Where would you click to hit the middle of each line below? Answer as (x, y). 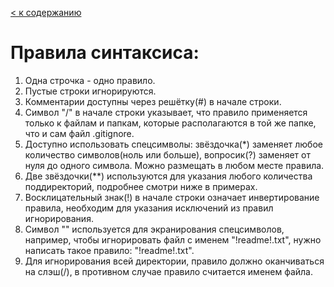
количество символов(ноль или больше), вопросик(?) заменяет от (167, 154)
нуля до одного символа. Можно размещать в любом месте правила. (174, 165)
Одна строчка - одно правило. (90, 80)
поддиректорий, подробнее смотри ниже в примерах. (141, 186)
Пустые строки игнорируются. (90, 91)
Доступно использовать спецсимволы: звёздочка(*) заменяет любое (173, 144)
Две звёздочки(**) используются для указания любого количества (168, 176)
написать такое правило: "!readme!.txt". (109, 250)
